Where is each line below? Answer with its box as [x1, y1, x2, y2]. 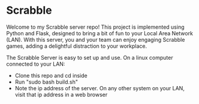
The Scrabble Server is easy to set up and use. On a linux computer [6, 54, 173, 61]
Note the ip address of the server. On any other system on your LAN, [14, 84, 185, 91]
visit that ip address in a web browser [14, 91, 108, 98]
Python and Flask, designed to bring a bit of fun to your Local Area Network [6, 29, 194, 36]
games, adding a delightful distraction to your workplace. [6, 42, 147, 50]
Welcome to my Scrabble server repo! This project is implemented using [6, 23, 185, 30]
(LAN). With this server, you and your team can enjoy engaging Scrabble [6, 36, 185, 43]
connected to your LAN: [6, 60, 65, 68]
